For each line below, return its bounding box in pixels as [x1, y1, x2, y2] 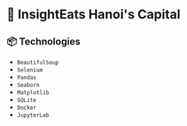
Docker [16, 104, 37, 111]
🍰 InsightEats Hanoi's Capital [6, 6, 181, 23]
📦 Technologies [6, 35, 81, 47]
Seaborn [16, 81, 40, 88]
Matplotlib [16, 89, 50, 96]
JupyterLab [16, 112, 50, 119]
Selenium [16, 67, 43, 74]
